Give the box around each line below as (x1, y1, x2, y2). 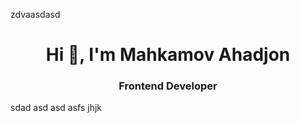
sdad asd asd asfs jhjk (10, 102, 103, 114)
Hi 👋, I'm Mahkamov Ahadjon (45, 44, 291, 66)
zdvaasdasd (10, 9, 61, 20)
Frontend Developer (118, 79, 218, 93)
